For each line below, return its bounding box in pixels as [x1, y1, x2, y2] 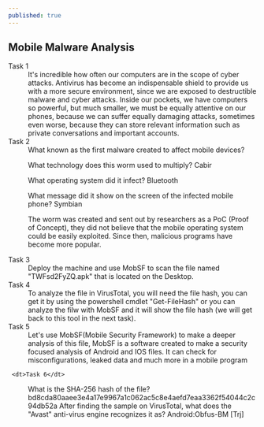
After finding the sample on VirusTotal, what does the [58, 401, 232, 410]
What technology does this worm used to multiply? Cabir [28, 161, 213, 170]
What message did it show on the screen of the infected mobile [28, 191, 234, 201]
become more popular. [28, 239, 102, 249]
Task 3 [8, 255, 30, 265]
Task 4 [8, 280, 30, 290]
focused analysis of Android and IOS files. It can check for [28, 347, 217, 357]
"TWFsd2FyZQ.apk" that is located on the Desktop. [28, 272, 195, 281]
